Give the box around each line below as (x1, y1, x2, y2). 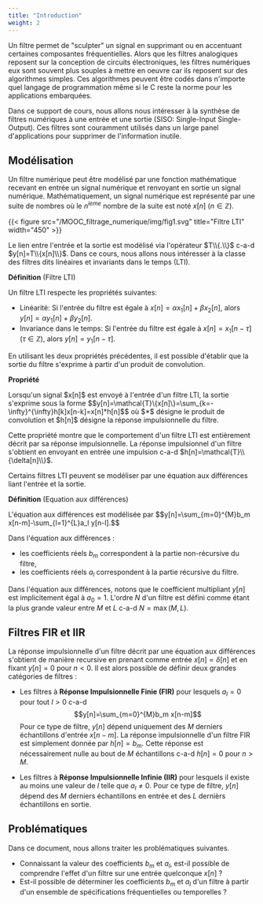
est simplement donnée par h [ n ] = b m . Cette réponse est (19, 739, 204, 750)
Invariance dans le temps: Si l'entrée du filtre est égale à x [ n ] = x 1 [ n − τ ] (19, 324, 252, 335)
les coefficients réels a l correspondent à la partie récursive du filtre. (19, 567, 239, 579)
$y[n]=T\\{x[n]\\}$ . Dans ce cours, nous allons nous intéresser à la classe (8, 249, 246, 258)
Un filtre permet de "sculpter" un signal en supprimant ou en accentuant (8, 40, 242, 50)
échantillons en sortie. (19, 799, 92, 809)
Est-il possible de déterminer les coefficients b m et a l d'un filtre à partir (19, 877, 250, 888)
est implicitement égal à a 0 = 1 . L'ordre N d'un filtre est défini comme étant (8, 592, 250, 604)
